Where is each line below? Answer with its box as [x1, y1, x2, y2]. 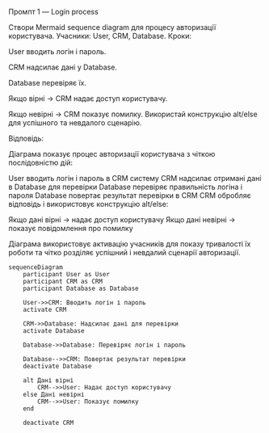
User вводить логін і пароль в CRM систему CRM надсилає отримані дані [8, 174, 262, 183]
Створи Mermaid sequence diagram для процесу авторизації [8, 23, 216, 32]
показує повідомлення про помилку [8, 224, 133, 233]
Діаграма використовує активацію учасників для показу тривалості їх [8, 239, 251, 249]
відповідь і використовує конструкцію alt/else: [8, 200, 169, 208]
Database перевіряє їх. [8, 78, 87, 87]
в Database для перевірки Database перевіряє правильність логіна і [8, 182, 243, 191]
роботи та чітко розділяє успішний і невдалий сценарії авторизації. [8, 248, 241, 257]
